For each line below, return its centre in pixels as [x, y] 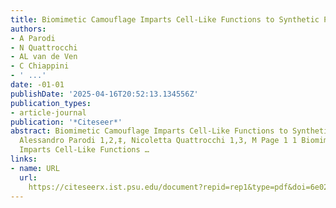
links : [24, 159]
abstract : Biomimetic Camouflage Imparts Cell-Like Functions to [149, 131]
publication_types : [51, 103]
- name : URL [35, 168]
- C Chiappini [40, 66]
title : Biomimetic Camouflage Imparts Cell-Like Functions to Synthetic [165, 19]
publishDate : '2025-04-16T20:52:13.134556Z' [104, 94]
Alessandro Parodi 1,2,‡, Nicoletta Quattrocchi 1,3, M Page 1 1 [158, 141]
